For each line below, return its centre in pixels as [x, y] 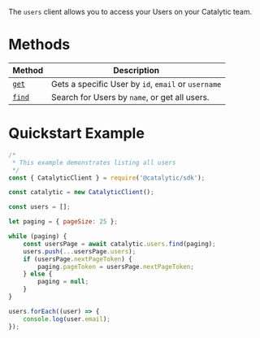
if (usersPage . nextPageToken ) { [78, 259]
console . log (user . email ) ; [67, 319]
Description [136, 70]
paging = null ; [63, 282]
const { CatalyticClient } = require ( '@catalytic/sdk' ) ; [107, 178]
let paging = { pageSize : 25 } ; [63, 222]
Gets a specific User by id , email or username [136, 84]
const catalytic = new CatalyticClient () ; [81, 193]
